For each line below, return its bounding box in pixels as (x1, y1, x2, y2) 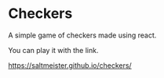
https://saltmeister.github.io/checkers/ (8, 60, 132, 70)
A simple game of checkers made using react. (8, 30, 157, 40)
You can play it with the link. (8, 45, 99, 55)
